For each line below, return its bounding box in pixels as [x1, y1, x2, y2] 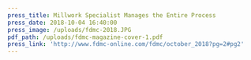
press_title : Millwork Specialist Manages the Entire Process [7, 11, 216, 19]
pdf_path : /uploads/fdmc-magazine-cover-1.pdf [7, 33, 163, 41]
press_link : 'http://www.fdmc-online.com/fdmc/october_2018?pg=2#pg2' [7, 41, 245, 48]
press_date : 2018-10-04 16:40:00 [7, 19, 118, 26]
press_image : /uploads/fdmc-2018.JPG [7, 26, 132, 34]
